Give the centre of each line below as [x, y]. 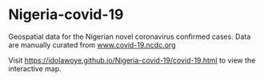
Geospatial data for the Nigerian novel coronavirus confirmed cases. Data [130, 36]
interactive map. [35, 68]
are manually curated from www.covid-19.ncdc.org [92, 44]
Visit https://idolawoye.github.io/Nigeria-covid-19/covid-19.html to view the [132, 60]
